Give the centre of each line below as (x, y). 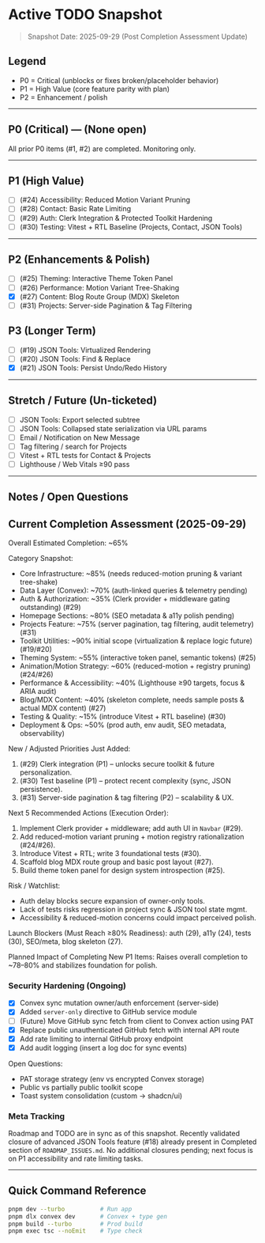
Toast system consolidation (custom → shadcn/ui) (101, 1095)
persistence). (41, 790)
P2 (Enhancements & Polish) (79, 260)
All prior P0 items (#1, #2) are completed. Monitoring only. (102, 149)
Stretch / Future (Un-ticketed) (83, 401)
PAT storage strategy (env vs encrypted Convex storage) (112, 1078)
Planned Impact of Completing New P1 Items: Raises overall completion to (128, 957)
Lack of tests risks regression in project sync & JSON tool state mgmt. (133, 910)
